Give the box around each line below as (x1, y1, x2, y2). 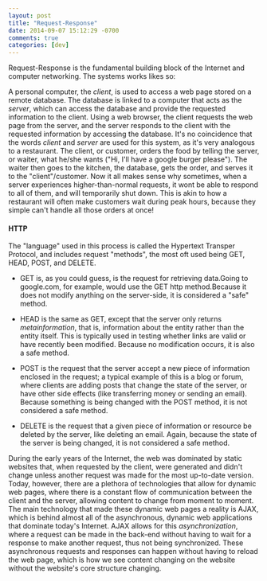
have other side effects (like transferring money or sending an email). (19, 389, 247, 399)
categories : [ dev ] (8, 41, 69, 49)
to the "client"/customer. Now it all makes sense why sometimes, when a (8, 172, 247, 181)
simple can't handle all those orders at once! (8, 205, 154, 215)
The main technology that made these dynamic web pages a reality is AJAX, (8, 505, 259, 514)
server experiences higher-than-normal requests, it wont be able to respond (8, 180, 259, 189)
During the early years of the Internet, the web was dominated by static (8, 454, 243, 463)
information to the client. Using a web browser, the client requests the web (8, 112, 253, 122)
